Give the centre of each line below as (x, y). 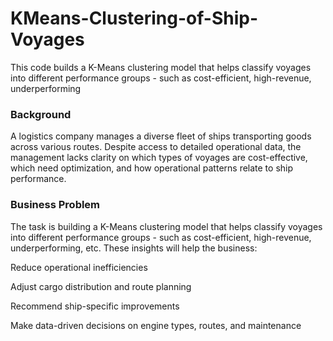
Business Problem (55, 205)
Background (41, 114)
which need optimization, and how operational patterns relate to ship (152, 168)
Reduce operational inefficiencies (79, 267)
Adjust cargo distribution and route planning (101, 286)
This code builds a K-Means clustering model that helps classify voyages (161, 67)
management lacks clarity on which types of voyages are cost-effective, (159, 158)
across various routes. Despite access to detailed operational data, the (156, 147)
